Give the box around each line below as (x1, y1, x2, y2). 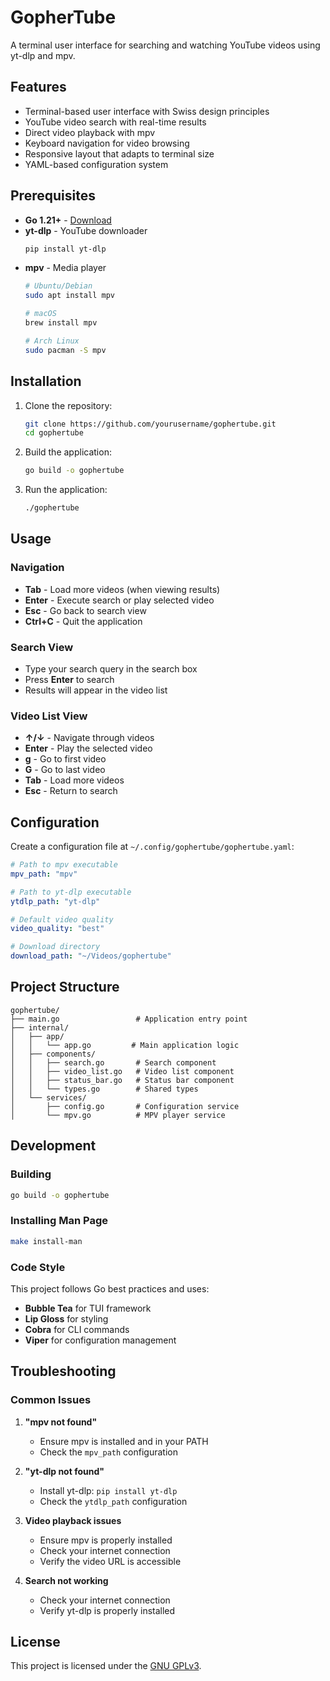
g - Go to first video (24, 753, 107, 765)
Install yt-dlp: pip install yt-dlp (39, 1484, 178, 1496)
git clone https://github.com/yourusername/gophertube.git (24, 419, 277, 429)
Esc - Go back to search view (24, 604, 147, 616)
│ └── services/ (10, 1092, 87, 1103)
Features (10, 79, 67, 96)
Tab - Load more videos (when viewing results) (24, 583, 221, 595)
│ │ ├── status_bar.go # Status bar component (10, 1075, 235, 1085)
